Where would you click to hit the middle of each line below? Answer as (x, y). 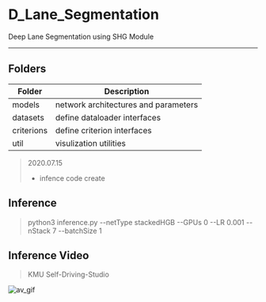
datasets (28, 117)
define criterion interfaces (103, 130)
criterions (30, 130)
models (26, 105)
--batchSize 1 (80, 231)
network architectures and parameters (127, 105)
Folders (27, 69)
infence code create (72, 178)
